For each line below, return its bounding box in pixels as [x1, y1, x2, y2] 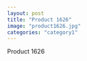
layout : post [7, 9, 45, 17]
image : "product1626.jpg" [7, 22, 81, 29]
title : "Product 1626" [7, 16, 72, 23]
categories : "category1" [7, 28, 78, 36]
